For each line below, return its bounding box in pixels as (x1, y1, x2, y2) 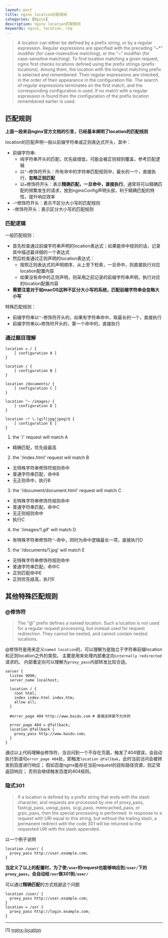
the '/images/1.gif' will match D (12, 526, 76, 532)
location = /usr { (5, 904, 43, 909)
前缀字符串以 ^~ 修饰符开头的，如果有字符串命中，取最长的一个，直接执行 (12, 315, 162, 321)
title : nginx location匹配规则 (5, 12, 67, 17)
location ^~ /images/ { (5, 399, 55, 404)
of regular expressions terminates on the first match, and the (17, 82, 142, 88)
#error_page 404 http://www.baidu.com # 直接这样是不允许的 (9, 714, 131, 719)
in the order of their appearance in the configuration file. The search (17, 77, 158, 83)
